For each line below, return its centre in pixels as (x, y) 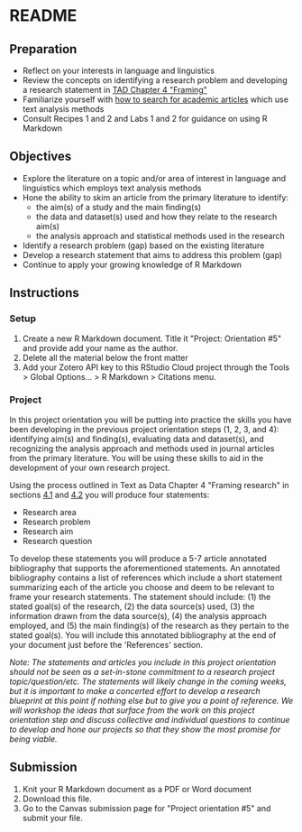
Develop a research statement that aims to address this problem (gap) (152, 254)
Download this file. (57, 799)
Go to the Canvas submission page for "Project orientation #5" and (146, 808)
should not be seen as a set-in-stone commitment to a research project (142, 671)
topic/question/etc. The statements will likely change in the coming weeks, (148, 681)
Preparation (43, 49)
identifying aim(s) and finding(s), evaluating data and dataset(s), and (137, 439)
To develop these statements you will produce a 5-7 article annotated (138, 558)
